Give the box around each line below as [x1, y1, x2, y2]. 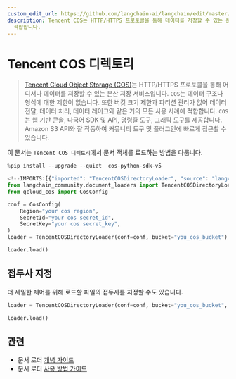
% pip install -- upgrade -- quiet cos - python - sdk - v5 [7, 163, 162, 170]
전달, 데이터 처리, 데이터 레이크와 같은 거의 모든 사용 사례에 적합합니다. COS [24, 107, 229, 116]
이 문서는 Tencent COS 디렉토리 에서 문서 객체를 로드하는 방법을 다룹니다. [7, 149, 203, 157]
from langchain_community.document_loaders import [7, 182, 159, 189]
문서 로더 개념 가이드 [17, 356, 74, 364]
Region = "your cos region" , [20, 207, 99, 215]
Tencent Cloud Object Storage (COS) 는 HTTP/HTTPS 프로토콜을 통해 [24, 80, 221, 89]
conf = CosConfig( [7, 201, 61, 208]
